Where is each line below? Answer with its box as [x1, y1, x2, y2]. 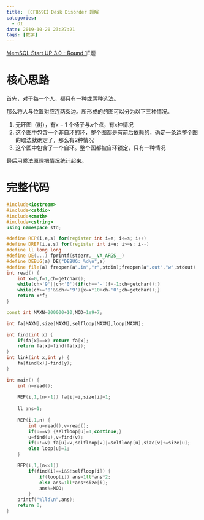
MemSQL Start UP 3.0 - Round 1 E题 [6, 50, 96, 57]
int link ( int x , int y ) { [6, 355, 70, 361]
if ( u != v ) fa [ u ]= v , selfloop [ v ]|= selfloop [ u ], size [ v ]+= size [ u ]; [28, 440, 191, 446]
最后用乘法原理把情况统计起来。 [6, 157, 87, 165]
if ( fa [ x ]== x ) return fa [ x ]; [17, 337, 89, 344]
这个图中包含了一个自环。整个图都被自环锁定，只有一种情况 [15, 144, 166, 151]
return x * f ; [17, 293, 48, 299]
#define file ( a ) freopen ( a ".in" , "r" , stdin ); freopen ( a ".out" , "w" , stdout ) [6, 264, 196, 270]
